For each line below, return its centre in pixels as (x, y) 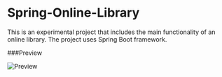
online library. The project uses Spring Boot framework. (87, 39)
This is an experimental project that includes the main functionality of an (111, 32)
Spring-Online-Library (74, 13)
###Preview (25, 53)
